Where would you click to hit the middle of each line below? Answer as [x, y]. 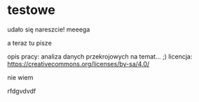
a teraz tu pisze [30, 43]
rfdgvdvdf [22, 91]
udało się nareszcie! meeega [49, 29]
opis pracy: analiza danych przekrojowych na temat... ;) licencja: [100, 56]
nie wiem [20, 77]
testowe [32, 10]
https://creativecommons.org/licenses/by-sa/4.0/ [78, 64]
